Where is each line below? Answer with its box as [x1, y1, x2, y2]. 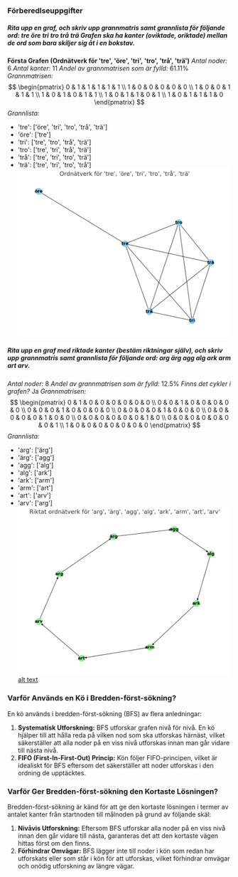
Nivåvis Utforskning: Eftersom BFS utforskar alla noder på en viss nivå [17, 824, 226, 832]
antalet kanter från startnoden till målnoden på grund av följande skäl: [7, 810, 212, 819]
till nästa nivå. [17, 746, 58, 755]
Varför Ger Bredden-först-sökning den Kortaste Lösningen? [7, 786, 219, 796]
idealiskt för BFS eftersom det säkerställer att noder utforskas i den [17, 761, 215, 770]
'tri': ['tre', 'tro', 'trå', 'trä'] [17, 137, 92, 146]
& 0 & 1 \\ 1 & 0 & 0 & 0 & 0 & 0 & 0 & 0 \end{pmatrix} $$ [38, 421, 201, 429]
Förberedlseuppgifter [7, 6, 83, 16]
